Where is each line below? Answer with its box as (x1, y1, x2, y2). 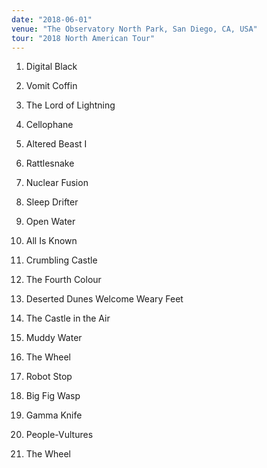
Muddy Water (25, 332, 83, 344)
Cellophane (25, 119, 74, 131)
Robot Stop (25, 371, 73, 383)
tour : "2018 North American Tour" (11, 33, 156, 43)
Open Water (25, 216, 76, 228)
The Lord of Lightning (25, 99, 116, 111)
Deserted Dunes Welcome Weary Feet (25, 293, 184, 305)
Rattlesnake (25, 157, 75, 170)
